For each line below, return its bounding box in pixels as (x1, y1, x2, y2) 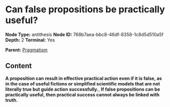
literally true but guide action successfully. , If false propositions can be (5, 86, 160, 92)
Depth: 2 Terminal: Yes (5, 37, 55, 43)
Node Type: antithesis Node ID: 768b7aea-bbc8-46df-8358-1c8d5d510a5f (5, 31, 164, 37)
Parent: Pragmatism (5, 47, 48, 53)
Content (5, 61, 32, 70)
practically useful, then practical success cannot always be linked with (5, 91, 160, 98)
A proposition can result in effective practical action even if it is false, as (5, 75, 162, 81)
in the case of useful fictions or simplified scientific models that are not (5, 80, 160, 87)
